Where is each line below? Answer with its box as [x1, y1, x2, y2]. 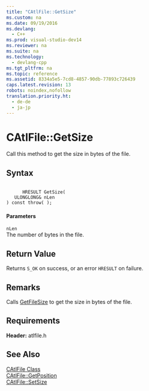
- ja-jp [11, 104, 31, 111]
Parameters [6, 212, 36, 219]
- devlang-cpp [11, 59, 47, 65]
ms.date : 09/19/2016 [6, 20, 58, 26]
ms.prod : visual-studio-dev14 [6, 37, 82, 43]
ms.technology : [6, 54, 44, 60]
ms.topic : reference [6, 71, 58, 77]
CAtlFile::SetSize [6, 378, 47, 386]
